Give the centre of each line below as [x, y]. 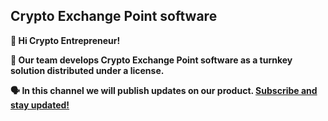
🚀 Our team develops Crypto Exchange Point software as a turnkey [151, 60]
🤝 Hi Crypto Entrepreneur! [65, 40]
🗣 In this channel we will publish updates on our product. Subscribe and [164, 90]
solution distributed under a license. [87, 70]
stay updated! [40, 105]
